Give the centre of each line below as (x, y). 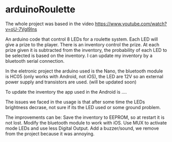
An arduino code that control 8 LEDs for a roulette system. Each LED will (82, 39)
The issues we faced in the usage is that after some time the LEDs (75, 102)
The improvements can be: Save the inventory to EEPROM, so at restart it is (85, 117)
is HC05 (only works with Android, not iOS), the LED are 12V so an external (84, 76)
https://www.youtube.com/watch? (131, 24)
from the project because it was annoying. (50, 134)
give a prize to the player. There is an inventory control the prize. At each (82, 44)
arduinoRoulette (40, 10)
